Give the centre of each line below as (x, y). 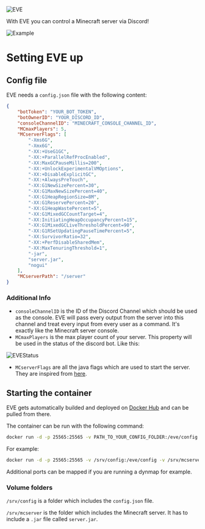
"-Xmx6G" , (41, 146)
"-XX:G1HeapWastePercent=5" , (65, 208)
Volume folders (30, 487)
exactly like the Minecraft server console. (67, 330)
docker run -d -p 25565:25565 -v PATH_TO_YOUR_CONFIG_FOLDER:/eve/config (102, 437)
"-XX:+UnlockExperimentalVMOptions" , (76, 169)
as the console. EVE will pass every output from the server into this (99, 318)
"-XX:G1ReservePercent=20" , (64, 202)
